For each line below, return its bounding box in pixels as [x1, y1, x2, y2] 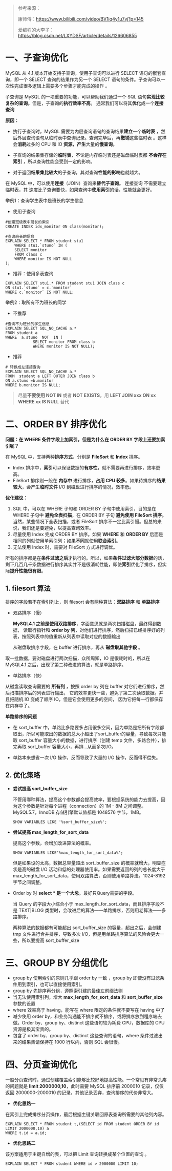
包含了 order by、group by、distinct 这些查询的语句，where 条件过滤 [12, 1033, 159, 1039]
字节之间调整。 [12, 879, 45, 885]
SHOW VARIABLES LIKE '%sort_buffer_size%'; [12, 819, 107, 825]
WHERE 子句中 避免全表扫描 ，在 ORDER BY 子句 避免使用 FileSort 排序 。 [12, 512, 167, 518]
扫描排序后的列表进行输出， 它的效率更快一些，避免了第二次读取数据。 [9, 689, 159, 696]
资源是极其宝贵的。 [12, 1026, 54, 1032]
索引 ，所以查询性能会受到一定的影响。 [12, 158, 95, 165]
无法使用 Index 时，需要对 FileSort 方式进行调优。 [12, 544, 118, 550]
